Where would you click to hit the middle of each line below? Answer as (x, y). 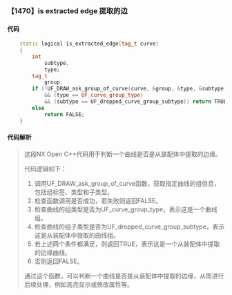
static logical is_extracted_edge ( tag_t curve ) (89, 44)
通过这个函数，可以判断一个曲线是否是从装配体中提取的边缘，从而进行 (124, 276)
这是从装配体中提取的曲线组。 (77, 235)
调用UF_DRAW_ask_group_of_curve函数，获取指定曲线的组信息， (127, 183)
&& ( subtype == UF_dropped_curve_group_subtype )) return (128, 102)
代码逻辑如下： (45, 169)
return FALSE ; (64, 114)
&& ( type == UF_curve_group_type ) (94, 95)
